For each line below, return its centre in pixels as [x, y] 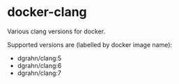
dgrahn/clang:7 [39, 73]
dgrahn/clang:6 [39, 65]
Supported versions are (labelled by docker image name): [90, 44]
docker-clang [47, 12]
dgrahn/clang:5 [39, 58]
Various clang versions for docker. [56, 31]
